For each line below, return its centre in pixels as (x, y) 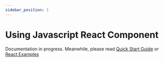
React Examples (22, 54)
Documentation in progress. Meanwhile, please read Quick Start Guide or (82, 49)
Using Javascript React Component (82, 35)
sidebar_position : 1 (27, 10)
